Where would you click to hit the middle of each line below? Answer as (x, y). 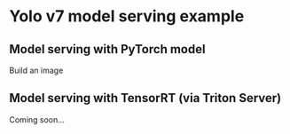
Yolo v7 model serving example (127, 16)
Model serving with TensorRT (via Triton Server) (145, 98)
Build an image (36, 70)
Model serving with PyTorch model (107, 49)
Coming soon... (37, 119)
